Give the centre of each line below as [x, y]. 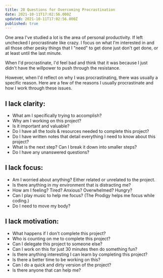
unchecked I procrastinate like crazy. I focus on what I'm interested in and [80, 43]
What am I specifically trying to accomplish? [57, 116]
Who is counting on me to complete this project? [61, 238]
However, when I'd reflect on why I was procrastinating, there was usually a [81, 78]
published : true [22, 23]
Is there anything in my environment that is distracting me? [71, 185]
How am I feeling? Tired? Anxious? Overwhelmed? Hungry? [72, 190]
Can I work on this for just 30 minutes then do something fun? [75, 249]
